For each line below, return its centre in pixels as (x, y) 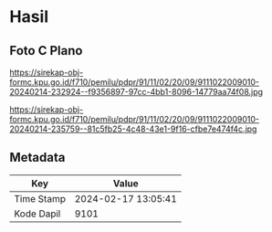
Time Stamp (40, 198)
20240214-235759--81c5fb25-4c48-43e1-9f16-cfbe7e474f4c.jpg (133, 129)
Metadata (37, 158)
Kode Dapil (37, 214)
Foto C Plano (46, 51)
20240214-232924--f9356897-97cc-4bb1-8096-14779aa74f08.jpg (136, 92)
